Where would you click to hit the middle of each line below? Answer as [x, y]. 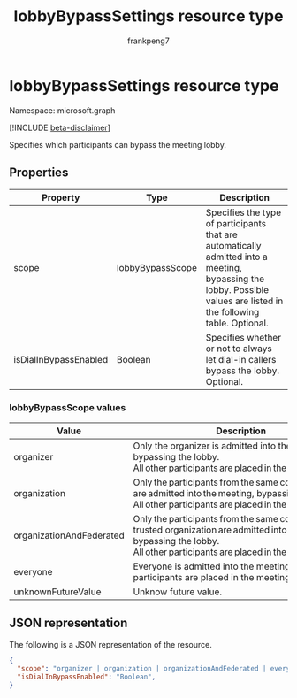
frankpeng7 [148, 41]
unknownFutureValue [57, 592]
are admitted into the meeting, [194, 493]
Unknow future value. [178, 592]
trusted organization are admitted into [210, 530]
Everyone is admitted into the [194, 566]
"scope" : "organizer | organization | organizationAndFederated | [142, 669]
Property [61, 197]
